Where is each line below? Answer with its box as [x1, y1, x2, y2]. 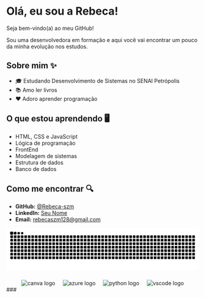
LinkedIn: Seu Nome [15, 209, 68, 217]
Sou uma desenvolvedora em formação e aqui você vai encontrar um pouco [6, 36, 198, 43]
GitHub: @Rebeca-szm [15, 203, 75, 210]
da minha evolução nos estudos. [6, 43, 89, 50]
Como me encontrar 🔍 [6, 183, 93, 194]
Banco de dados [15, 165, 57, 172]
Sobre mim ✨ [6, 60, 57, 71]
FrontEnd [15, 145, 38, 153]
